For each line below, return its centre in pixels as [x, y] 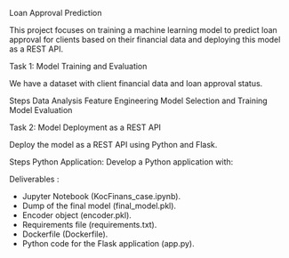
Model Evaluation [41, 110]
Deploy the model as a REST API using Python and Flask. [113, 145]
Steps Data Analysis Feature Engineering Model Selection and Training [139, 101]
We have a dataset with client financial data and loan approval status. [136, 83]
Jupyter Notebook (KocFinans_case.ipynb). [101, 196]
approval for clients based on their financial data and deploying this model [145, 40]
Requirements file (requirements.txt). [89, 225]
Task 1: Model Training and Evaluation [78, 66]
